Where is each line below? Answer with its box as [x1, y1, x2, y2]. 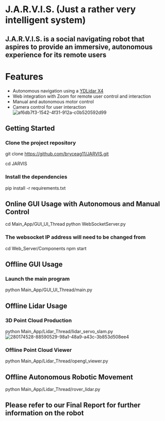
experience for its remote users [5, 50, 107, 59]
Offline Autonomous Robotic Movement [5, 373, 133, 381]
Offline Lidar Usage [5, 302, 67, 310]
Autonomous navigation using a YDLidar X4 [12, 87, 104, 94]
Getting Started [5, 124, 55, 133]
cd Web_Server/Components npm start [5, 245, 87, 251]
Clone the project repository [5, 139, 76, 146]
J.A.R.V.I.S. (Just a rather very [5, 4, 136, 15]
